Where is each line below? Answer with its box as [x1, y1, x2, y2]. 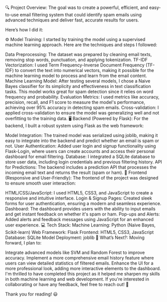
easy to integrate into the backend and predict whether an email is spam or [5, 137, 160, 143]
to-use [5, 12, 19, 17]
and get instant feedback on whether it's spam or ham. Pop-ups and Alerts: [5, 211, 161, 217]
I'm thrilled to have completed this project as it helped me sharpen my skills [5, 271, 161, 276]
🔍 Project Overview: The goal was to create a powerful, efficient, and [5, 4, 148, 10]
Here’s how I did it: [5, 27, 43, 32]
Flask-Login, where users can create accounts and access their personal [5, 148, 155, 154]
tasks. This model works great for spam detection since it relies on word [5, 88, 154, 94]
